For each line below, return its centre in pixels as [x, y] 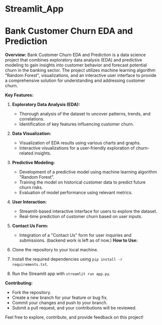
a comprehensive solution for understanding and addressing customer [75, 80]
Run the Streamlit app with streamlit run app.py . [61, 274]
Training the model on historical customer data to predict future [82, 182]
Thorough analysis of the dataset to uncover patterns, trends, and [85, 114]
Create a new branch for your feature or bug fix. [60, 298]
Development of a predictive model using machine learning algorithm [88, 172]
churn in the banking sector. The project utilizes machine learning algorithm [80, 70]
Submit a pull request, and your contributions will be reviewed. [74, 308]
